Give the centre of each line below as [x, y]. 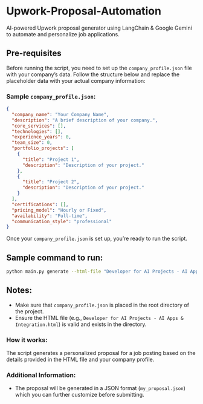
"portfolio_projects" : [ [43, 148]
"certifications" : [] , [40, 204]
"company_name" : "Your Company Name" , [61, 114]
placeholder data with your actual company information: [76, 80]
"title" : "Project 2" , [51, 182]
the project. [29, 311]
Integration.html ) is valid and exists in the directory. [81, 324]
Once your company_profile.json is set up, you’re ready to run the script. [97, 239]
